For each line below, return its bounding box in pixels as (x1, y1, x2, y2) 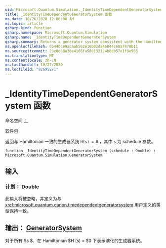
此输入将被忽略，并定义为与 (5, 196, 62, 202)
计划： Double (5, 183, 40, 190)
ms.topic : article (5, 21, 43, 26)
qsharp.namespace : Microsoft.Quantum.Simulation (5, 30, 107, 35)
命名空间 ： (5, 117, 28, 124)
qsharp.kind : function (5, 26, 52, 31)
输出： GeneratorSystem (5, 224, 83, 232)
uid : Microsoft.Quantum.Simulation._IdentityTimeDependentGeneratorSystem (5, 7, 163, 12)
